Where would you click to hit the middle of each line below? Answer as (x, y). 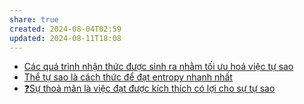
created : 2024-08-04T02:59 (65, 29)
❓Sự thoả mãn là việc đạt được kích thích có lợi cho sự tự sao (149, 88)
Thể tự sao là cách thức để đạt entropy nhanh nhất (128, 77)
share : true (34, 19)
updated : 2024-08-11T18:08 (65, 38)
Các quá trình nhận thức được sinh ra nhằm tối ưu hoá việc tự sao (158, 67)
